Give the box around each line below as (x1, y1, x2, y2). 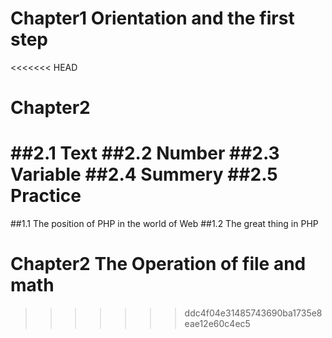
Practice (10, 185, 82, 207)
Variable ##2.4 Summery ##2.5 (10, 163, 278, 186)
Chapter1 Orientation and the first (10, 7, 295, 30)
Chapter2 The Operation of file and (10, 253, 307, 276)
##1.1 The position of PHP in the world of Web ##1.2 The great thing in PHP (10, 218, 319, 230)
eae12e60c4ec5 (184, 318, 251, 329)
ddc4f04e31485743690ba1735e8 (184, 307, 323, 319)
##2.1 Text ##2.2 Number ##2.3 (10, 142, 280, 165)
